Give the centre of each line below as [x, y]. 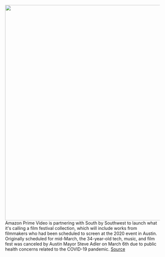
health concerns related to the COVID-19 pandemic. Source [65, 249]
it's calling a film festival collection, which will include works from [71, 228]
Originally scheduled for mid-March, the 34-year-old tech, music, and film [80, 239]
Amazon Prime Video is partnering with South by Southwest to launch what [81, 223]
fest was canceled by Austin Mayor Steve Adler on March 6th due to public [81, 244]
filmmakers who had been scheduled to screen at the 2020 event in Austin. [81, 233]
